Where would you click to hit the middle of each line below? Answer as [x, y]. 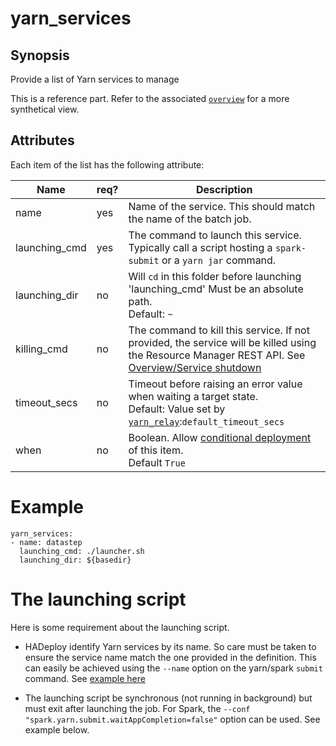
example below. [57, 729]
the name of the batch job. [190, 219]
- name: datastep [46, 542]
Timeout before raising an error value [215, 384]
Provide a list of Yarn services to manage [95, 79]
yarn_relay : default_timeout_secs [206, 421]
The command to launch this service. [215, 235]
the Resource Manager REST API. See [217, 355]
